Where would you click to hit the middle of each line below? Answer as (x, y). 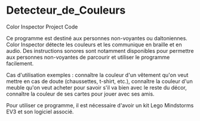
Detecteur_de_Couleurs (66, 10)
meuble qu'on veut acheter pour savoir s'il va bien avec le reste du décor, (96, 87)
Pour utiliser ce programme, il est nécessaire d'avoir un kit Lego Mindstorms (100, 105)
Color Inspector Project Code (42, 27)
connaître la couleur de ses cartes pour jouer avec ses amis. (80, 94)
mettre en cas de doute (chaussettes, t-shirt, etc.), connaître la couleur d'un (99, 81)
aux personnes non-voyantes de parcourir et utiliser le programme (88, 57)
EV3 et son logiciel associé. (40, 112)
